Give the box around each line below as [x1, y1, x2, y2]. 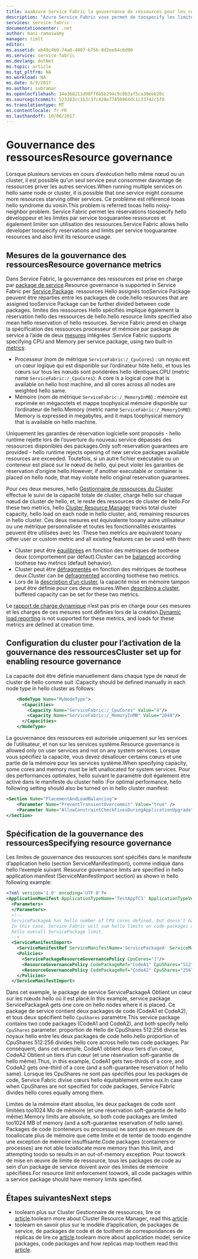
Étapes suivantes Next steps [6, 1193, 112, 1203]
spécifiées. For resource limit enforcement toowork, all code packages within [6, 1170, 192, 1177]
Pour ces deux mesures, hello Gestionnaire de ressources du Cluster [6, 485, 173, 492]
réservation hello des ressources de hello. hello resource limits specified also [6, 313, 192, 319]
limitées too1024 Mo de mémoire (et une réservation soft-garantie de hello [6, 1107, 187, 1114]
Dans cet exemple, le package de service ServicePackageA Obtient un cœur [6, 989, 192, 996]
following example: [6, 879, 52, 886]
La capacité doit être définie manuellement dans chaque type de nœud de [6, 672, 187, 679]
